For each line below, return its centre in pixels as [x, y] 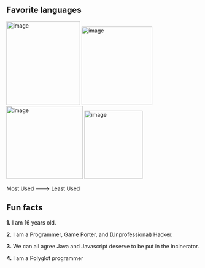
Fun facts [25, 208]
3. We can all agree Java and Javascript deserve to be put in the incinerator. [103, 246]
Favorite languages [44, 10]
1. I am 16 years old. [31, 222]
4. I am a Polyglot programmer [45, 258]
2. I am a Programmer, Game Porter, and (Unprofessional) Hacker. [90, 234]
